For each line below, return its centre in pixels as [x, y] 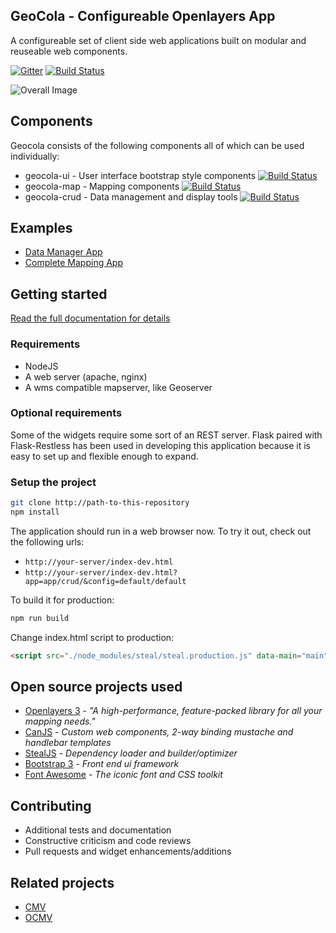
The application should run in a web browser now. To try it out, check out [161, 531]
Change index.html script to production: [92, 637]
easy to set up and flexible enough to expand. [104, 456]
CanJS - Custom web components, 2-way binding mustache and [159, 732]
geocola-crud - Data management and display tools [131, 196]
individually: [35, 156]
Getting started [59, 294]
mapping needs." [60, 721]
